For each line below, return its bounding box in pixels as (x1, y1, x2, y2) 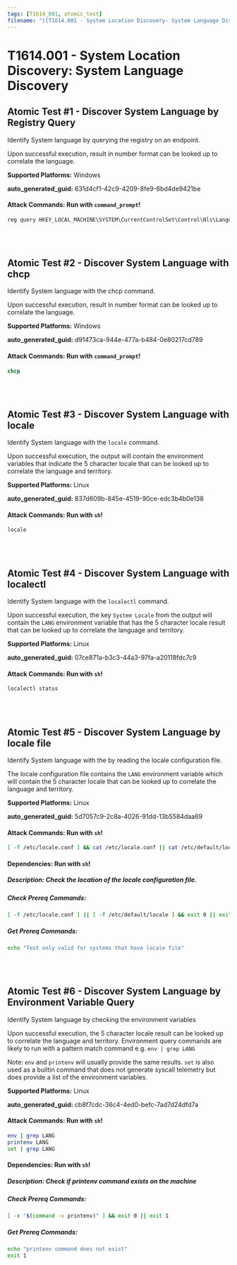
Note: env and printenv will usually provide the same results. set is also (7, 1057, 214, 1066)
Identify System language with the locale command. (7, 438, 160, 447)
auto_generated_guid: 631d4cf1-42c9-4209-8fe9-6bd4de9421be (7, 184, 201, 193)
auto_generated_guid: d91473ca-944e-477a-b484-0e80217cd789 (7, 336, 203, 344)
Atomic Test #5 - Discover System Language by (7, 726, 221, 738)
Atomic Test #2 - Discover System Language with (7, 256, 229, 269)
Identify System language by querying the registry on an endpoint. (7, 135, 200, 144)
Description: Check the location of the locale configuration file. (7, 875, 197, 884)
